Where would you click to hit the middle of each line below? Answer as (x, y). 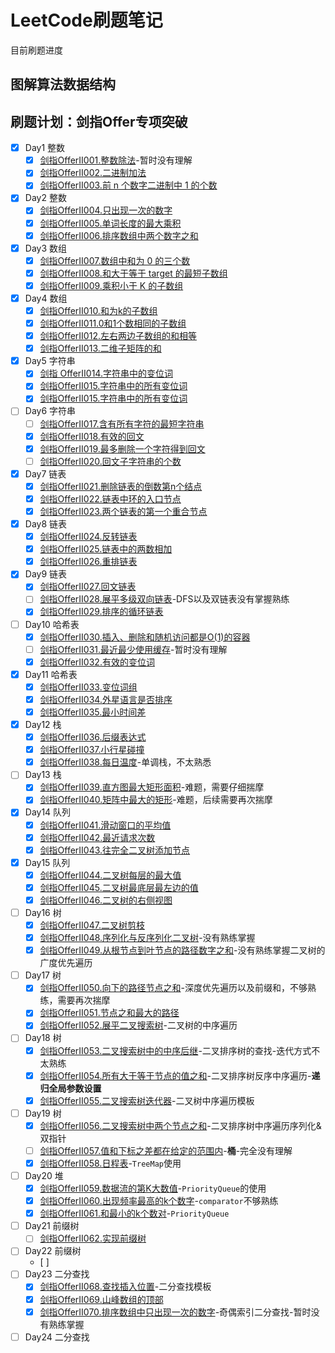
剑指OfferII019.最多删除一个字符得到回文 (122, 448)
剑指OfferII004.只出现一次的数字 (106, 210)
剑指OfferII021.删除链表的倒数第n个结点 (121, 486)
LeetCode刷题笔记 (86, 20)
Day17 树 (43, 975)
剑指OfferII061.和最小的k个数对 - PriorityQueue (134, 1213)
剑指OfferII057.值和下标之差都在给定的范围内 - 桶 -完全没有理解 (166, 1150)
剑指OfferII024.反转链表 (88, 537)
